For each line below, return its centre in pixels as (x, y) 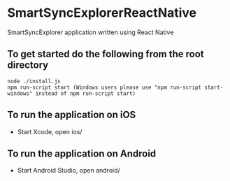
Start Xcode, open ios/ (50, 131)
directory (28, 65)
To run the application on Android (82, 153)
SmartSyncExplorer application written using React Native (91, 32)
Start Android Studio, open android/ (69, 171)
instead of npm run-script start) (86, 93)
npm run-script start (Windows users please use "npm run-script (104, 87)
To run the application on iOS (72, 115)
